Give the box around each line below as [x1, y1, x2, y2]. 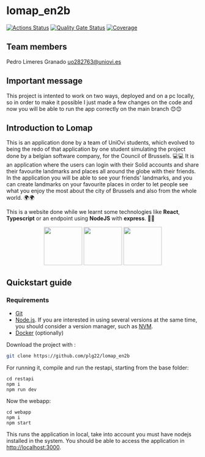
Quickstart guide [6, 277, 72, 288]
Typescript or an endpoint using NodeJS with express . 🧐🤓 [6, 215, 155, 222]
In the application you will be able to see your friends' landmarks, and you [6, 174, 193, 181]
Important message [6, 76, 83, 86]
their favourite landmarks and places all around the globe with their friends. [6, 168, 196, 175]
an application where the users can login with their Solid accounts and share [6, 161, 199, 168]
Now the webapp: [6, 397, 51, 404]
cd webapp [6, 409, 32, 415]
